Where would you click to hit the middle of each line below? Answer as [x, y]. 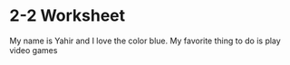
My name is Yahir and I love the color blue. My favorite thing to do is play [145, 41]
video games [34, 50]
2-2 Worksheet [68, 16]
